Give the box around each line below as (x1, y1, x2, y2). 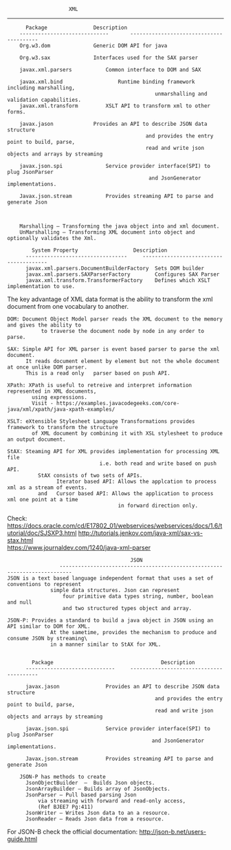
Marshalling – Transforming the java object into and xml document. (19, 223, 220, 230)
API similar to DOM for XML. (7, 623, 91, 630)
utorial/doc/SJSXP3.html (7, 529, 77, 537)
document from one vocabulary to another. (7, 303, 129, 310)
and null (7, 599, 32, 606)
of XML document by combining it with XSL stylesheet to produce (32, 430, 223, 437)
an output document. (7, 436, 67, 443)
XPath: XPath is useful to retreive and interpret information (7, 382, 192, 389)
